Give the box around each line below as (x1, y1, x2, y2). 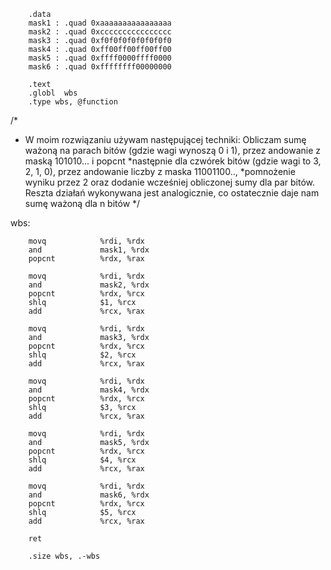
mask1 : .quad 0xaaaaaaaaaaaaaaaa (28, 18, 172, 28)
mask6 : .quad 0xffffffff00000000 (28, 62, 172, 72)
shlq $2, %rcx (28, 350, 137, 360)
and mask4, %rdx (28, 385, 150, 395)
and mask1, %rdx (28, 245, 150, 255)
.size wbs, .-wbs (28, 551, 101, 561)
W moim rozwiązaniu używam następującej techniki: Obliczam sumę (24, 134, 307, 145)
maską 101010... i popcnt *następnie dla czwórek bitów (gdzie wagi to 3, (24, 155, 322, 167)
